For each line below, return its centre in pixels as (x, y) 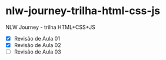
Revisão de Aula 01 (37, 38)
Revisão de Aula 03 (37, 52)
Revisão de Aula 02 (37, 45)
